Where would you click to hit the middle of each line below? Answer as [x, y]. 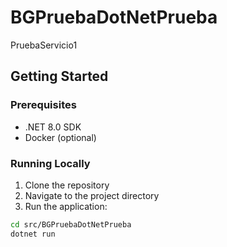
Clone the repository [67, 185]
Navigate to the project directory [92, 195]
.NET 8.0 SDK [53, 127]
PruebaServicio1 [44, 45]
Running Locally [50, 163]
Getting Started [59, 76]
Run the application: [66, 206]
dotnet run [33, 234]
